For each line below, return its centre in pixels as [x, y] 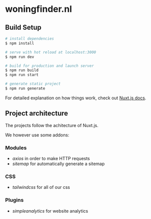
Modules [16, 148]
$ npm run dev [20, 57]
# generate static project [33, 84]
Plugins [14, 200]
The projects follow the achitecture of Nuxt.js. [52, 125]
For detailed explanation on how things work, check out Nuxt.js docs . [76, 98]
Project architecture [37, 113]
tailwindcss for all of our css [41, 187]
